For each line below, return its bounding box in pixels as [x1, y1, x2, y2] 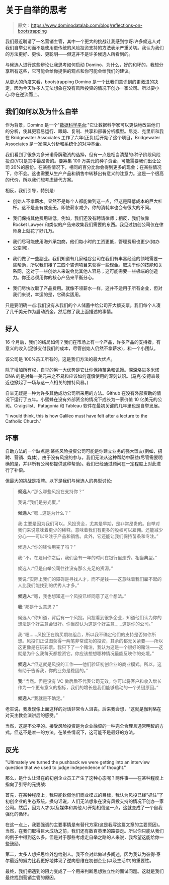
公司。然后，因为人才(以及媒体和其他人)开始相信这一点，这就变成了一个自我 [5, 805, 163, 811]
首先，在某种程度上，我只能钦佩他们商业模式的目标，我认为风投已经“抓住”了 [5, 792, 163, 798]
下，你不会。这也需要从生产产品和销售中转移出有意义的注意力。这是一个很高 [5, 170, 164, 176]
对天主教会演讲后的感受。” [5, 712, 58, 719]
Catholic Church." [5, 418, 42, 424]
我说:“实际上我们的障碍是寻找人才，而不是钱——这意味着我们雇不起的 [17, 576, 162, 582]
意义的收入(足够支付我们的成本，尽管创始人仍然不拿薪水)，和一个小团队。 [5, 345, 158, 351]
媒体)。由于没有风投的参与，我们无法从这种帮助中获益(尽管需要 [27, 454, 158, 460]
